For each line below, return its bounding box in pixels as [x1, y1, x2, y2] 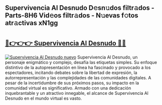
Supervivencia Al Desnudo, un [77, 54, 138, 60]
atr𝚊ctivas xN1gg [5, 19, 58, 27]
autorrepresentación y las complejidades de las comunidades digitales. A [5, 75, 151, 80]
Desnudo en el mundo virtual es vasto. [5, 95, 82, 101]
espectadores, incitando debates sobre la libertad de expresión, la [5, 70, 137, 75]
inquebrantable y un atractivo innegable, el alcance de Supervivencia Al [5, 90, 149, 96]
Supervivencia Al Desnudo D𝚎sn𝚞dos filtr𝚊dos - [5, 4, 155, 12]
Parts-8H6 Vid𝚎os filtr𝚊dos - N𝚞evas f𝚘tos [5, 12, 139, 20]
